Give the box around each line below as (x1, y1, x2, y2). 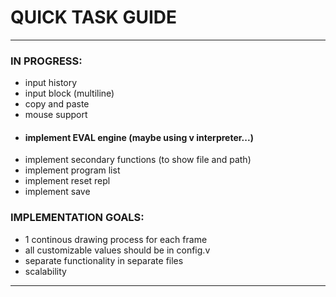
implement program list (24, 164, 121, 176)
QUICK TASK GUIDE (10, 6, 177, 29)
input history (24, 77, 78, 89)
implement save (24, 186, 91, 198)
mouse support (24, 109, 88, 121)
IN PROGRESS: (10, 54, 83, 68)
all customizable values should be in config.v (24, 244, 211, 256)
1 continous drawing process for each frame (24, 233, 208, 245)
